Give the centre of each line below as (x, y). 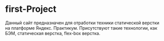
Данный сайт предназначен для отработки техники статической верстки (82, 23)
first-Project (31, 9)
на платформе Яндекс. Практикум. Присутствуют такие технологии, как (81, 28)
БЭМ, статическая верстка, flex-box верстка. (53, 33)
